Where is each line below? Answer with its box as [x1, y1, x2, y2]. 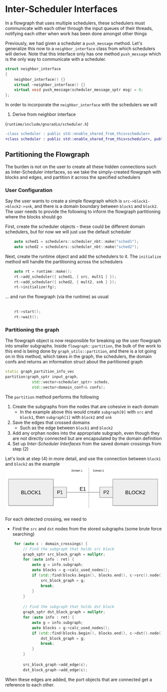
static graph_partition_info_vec [5, 369, 75, 374]
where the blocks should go [5, 214, 62, 220]
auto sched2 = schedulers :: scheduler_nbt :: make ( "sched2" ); [14, 244, 139, 249]
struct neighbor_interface [5, 66, 61, 71]
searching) [12, 531, 35, 537]
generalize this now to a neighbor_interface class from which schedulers [5, 45, 156, 51]
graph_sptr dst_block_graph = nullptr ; [23, 610, 106, 615]
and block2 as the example [5, 461, 60, 467]
